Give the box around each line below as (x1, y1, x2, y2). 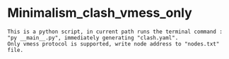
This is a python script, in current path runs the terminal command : (7, 28, 223, 35)
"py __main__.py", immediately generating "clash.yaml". (7, 34, 179, 41)
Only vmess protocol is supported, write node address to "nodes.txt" (7, 40, 220, 47)
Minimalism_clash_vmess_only (7, 5, 192, 21)
